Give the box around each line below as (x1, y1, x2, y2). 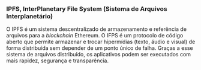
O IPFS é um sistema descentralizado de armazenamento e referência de (6, 26, 187, 33)
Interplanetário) (6, 12, 53, 20)
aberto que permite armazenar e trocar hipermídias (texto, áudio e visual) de (6, 38, 196, 46)
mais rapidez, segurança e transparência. (6, 57, 109, 64)
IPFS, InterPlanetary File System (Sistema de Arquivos (6, 5, 167, 13)
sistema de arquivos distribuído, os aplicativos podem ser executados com (6, 51, 191, 58)
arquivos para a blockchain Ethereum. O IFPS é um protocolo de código (6, 32, 184, 39)
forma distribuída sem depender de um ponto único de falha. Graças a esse (6, 44, 193, 52)
